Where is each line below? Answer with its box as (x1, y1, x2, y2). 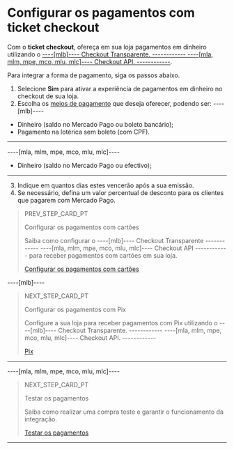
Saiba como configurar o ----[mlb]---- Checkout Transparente (24, 236, 204, 245)
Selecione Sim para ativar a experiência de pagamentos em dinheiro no (17, 84, 223, 93)
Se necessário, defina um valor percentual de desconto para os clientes (17, 188, 224, 196)
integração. (24, 414, 58, 423)
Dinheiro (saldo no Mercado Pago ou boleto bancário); (17, 120, 174, 128)
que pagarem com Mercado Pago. (17, 196, 116, 204)
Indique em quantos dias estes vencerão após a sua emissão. (17, 181, 194, 189)
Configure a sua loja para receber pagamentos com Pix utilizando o (24, 318, 218, 327)
